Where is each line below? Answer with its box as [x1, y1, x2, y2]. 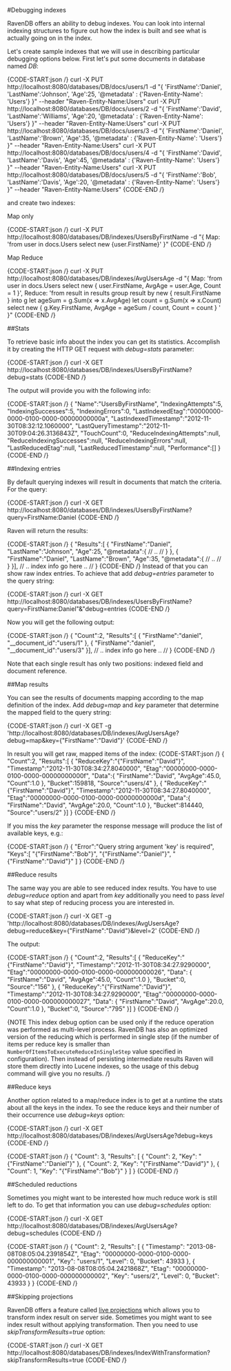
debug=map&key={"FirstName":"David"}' [7, 737, 125, 744]
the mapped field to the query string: [7, 708, 112, 717]
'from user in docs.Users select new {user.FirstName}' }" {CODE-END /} [7, 240, 212, 248]
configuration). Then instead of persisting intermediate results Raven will [7, 1055, 214, 1062]
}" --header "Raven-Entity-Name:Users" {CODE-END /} [7, 186, 165, 193]
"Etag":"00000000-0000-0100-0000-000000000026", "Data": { [7, 968, 192, 976]
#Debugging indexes [7, 6, 67, 14]
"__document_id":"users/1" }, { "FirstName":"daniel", [7, 639, 156, 647]
